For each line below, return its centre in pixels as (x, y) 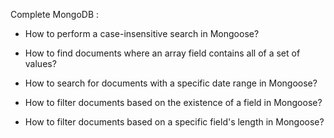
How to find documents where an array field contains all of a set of (162, 53)
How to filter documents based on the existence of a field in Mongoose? (173, 102)
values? (40, 63)
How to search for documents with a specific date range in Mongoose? (171, 83)
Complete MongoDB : (55, 14)
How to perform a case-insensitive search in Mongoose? (142, 33)
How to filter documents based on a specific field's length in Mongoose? (174, 122)
